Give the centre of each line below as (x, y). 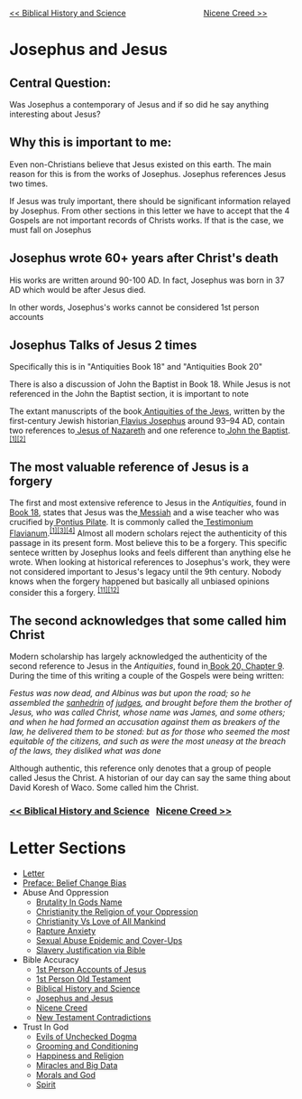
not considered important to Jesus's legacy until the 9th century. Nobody (146, 571)
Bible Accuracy (50, 960)
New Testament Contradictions (93, 1018)
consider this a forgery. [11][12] (64, 591)
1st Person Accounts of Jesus (91, 970)
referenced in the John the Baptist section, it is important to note (129, 394)
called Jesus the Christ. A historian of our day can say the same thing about (150, 778)
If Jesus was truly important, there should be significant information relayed (150, 201)
